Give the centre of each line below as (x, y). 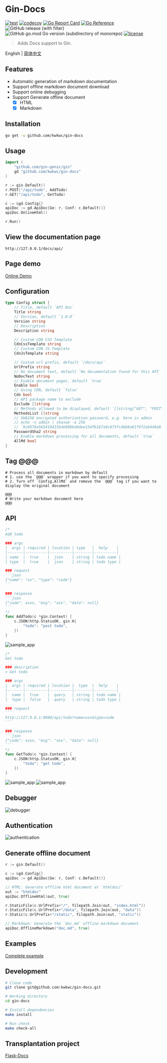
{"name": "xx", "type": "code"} (39, 580)
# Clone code (19, 983)
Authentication (29, 826)
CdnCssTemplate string (38, 344)
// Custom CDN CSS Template (43, 340)
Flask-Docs (17, 1056)
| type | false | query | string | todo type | (63, 700)
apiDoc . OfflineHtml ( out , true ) (38, 896)
